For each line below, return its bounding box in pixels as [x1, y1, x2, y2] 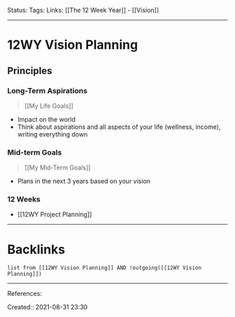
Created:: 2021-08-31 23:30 [7, 303, 88, 311]
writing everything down [17, 129, 88, 139]
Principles [7, 64, 52, 76]
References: [7, 290, 42, 298]
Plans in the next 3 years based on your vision [17, 177, 151, 185]
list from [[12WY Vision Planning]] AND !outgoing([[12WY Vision [7, 265, 201, 272]
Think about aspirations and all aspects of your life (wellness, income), [17, 122, 221, 131]
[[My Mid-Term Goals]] [24, 164, 91, 172]
